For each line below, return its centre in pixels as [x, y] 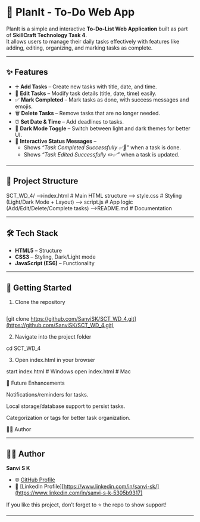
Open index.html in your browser [55, 360]
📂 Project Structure [42, 181]
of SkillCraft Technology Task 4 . [47, 35]
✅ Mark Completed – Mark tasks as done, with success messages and [102, 99]
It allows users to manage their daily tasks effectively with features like [93, 41]
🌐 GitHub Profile [35, 480]
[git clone [18, 319]
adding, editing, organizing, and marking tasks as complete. [79, 48]
